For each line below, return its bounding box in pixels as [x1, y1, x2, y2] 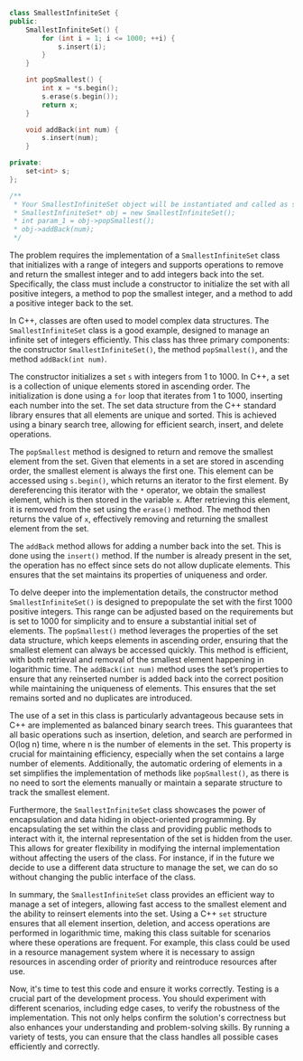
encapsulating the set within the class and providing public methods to [9, 823, 272, 834]
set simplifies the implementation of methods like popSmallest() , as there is [9, 768, 289, 778]
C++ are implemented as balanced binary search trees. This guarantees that [9, 719, 293, 730]
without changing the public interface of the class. [9, 872, 197, 882]
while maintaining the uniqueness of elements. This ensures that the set [9, 683, 277, 693]
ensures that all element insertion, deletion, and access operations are [9, 918, 271, 928]
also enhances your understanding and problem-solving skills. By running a [9, 1022, 290, 1032]
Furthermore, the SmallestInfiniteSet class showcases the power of [9, 804, 266, 815]
